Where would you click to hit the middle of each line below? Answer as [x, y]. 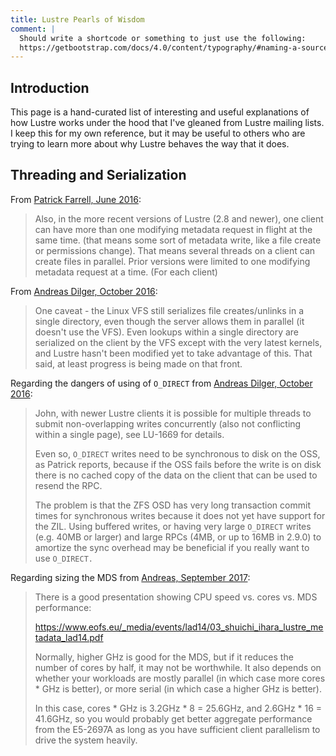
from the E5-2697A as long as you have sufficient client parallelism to [177, 729]
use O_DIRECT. [64, 558]
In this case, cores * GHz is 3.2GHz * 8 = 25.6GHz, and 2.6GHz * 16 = [178, 708]
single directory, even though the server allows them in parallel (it [169, 321]
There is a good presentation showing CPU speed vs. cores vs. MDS [176, 597]
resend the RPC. [68, 485]
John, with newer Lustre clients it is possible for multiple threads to [173, 413]
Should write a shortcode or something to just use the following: [163, 38]
